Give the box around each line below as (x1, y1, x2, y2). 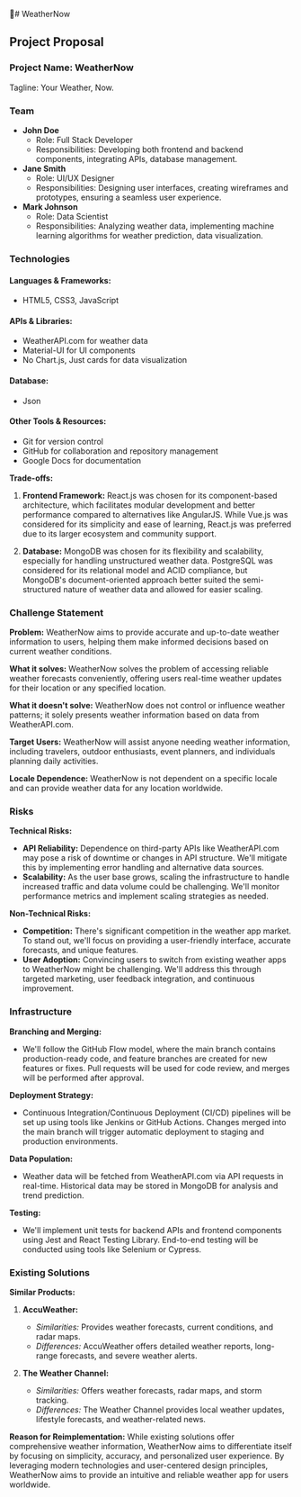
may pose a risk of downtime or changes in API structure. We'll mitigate (22, 852, 288, 863)
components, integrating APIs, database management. (35, 153, 238, 164)
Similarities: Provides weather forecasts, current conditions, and (35, 1321, 274, 1332)
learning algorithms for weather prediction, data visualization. (35, 230, 263, 240)
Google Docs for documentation (22, 455, 142, 465)
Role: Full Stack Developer (35, 134, 133, 145)
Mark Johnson (22, 201, 78, 212)
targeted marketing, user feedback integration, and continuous (22, 973, 255, 985)
